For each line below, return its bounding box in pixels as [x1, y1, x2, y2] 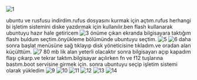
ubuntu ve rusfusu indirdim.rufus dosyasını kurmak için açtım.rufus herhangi [6, 17, 191, 24]
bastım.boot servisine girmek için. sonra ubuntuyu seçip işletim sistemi [6, 61, 178, 68]
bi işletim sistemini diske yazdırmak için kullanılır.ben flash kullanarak [6, 24, 173, 30]
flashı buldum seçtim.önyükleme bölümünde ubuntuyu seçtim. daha [6, 36, 191, 42]
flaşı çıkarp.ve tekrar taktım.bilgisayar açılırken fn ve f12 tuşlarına [6, 55, 163, 61]
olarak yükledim [6, 67, 45, 74]
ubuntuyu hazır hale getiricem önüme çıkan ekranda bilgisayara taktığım [6, 29, 191, 36]
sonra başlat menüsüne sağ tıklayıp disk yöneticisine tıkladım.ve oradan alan [6, 42, 191, 49]
